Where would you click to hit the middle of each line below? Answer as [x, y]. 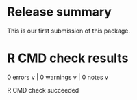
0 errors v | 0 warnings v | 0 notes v [58, 77]
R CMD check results [68, 58]
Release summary [59, 12]
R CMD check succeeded [43, 90]
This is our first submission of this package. [69, 31]
